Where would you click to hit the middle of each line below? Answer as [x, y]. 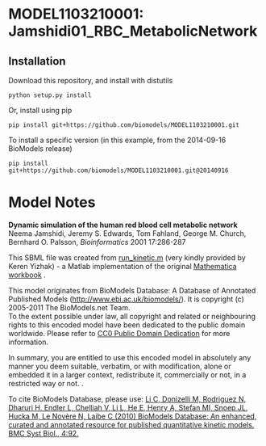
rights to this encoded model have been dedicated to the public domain [127, 325]
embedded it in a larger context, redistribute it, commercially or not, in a [127, 374]
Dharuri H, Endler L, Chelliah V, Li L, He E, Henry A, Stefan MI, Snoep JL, [128, 407]
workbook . [27, 275]
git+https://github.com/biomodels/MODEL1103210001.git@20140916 [118, 170]
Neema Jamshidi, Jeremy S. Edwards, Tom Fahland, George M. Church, [127, 233]
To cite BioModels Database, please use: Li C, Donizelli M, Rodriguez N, [127, 399]
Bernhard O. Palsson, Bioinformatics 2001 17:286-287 [97, 242]
